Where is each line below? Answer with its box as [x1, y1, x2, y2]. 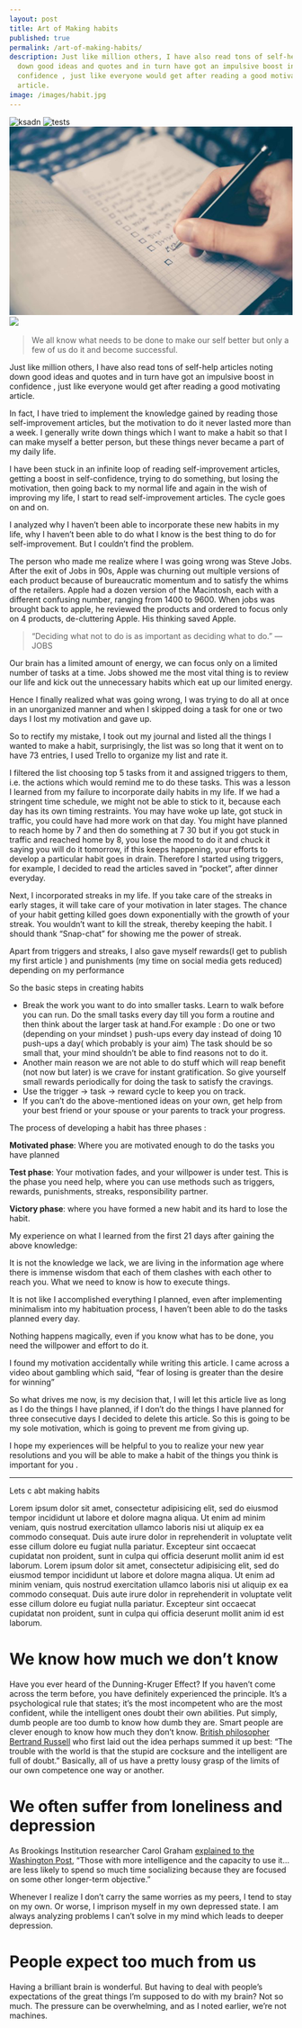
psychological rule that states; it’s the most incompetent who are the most [9, 1698, 283, 1709]
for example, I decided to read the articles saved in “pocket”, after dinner [9, 863, 279, 874]
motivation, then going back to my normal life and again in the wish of [9, 482, 268, 494]
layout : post [9, 14, 58, 23]
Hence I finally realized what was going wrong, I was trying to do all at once [9, 694, 289, 706]
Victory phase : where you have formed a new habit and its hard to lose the [9, 1203, 288, 1214]
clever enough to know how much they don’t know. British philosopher [9, 1726, 271, 1737]
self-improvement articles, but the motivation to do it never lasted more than [9, 418, 292, 428]
